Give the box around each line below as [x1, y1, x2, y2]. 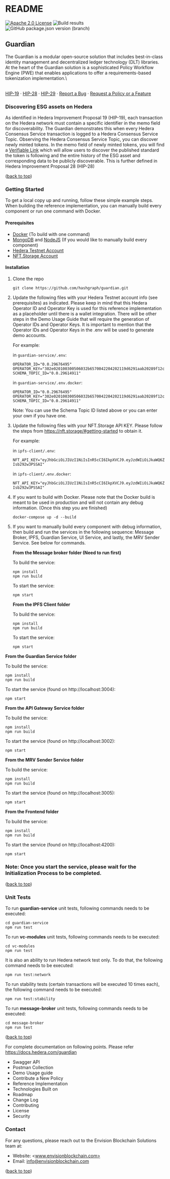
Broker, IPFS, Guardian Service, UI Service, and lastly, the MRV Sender [12, 534, 160, 540]
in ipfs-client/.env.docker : [12, 471, 72, 477]
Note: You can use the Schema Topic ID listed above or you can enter [12, 407, 158, 413]
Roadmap [12, 1092, 33, 1098]
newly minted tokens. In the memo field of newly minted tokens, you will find [5, 142, 165, 148]
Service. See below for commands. [12, 539, 86, 546]
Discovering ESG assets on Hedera [5, 103, 93, 110]
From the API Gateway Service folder [5, 705, 84, 711]
